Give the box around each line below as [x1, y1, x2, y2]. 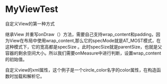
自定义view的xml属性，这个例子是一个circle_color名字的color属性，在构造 [5, 66, 157, 73]
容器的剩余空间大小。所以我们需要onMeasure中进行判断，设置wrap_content [5, 50, 162, 56]
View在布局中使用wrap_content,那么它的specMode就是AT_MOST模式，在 [9, 37, 161, 43]
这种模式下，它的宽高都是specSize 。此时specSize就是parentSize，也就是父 [5, 43, 162, 49]
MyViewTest [5, 3, 58, 15]
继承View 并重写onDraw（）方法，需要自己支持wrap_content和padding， [5, 31, 156, 37]
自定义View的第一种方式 [5, 20, 55, 26]
